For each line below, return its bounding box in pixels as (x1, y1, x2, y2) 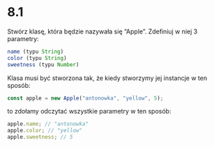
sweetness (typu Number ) (7, 61, 79, 68)
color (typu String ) (7, 54, 68, 61)
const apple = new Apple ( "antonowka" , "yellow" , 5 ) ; (7, 95, 164, 102)
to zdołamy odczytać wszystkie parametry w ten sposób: (7, 107, 171, 116)
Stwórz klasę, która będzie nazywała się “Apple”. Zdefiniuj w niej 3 (7, 27, 198, 36)
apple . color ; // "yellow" (7, 127, 82, 134)
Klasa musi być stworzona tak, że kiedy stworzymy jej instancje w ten (7, 74, 208, 82)
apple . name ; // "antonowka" (7, 121, 89, 127)
